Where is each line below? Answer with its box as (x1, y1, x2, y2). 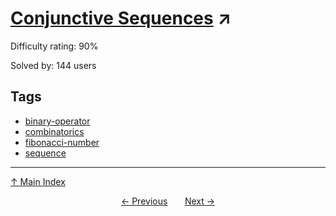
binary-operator (24, 115, 91, 127)
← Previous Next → (120, 195, 216, 207)
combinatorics (24, 125, 85, 137)
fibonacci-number (24, 136, 100, 148)
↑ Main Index (10, 175, 66, 187)
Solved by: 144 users (10, 59, 97, 71)
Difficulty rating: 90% (10, 40, 99, 52)
